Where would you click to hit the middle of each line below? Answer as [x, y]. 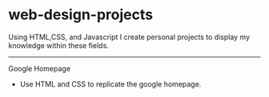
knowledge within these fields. [59, 45]
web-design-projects [81, 15]
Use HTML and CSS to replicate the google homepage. [110, 84]
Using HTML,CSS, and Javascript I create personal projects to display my [129, 37]
